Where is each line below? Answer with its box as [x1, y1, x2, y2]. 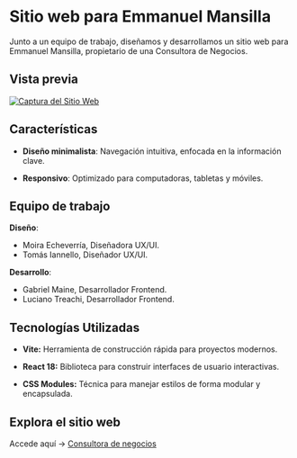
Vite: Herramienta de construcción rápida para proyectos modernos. [22, 344, 278, 355]
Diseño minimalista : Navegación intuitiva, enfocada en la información [22, 146, 282, 157]
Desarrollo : [9, 267, 52, 278]
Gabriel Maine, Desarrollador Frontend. [22, 284, 167, 295]
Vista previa [9, 72, 78, 87]
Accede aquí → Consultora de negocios [9, 438, 157, 449]
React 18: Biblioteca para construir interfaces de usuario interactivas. [22, 362, 280, 373]
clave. [22, 155, 45, 166]
